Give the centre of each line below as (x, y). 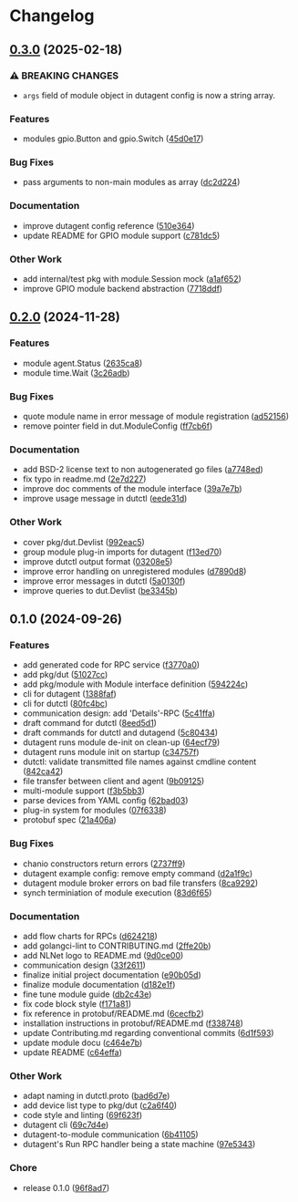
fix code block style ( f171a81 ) (77, 1003)
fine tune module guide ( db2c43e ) (87, 994)
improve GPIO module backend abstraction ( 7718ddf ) (123, 289)
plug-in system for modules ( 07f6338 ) (94, 810)
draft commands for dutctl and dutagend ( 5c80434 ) (120, 733)
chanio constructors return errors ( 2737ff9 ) (104, 864)
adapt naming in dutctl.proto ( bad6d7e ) (96, 1096)
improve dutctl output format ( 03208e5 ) (98, 561)
